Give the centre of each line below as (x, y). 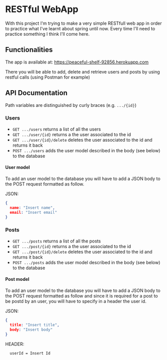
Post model (17, 279)
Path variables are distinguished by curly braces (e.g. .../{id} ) (71, 105)
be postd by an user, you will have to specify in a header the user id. (76, 302)
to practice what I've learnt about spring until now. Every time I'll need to (80, 28)
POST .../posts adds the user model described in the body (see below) (86, 262)
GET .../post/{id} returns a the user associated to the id (72, 246)
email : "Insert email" (33, 212)
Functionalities (29, 50)
